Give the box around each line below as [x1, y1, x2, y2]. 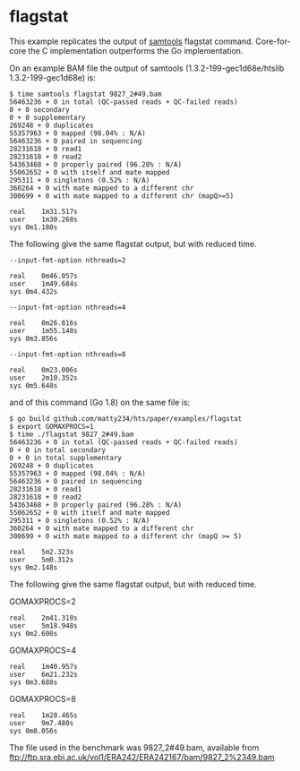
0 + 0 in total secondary [9, 445, 106, 454]
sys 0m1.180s [9, 222, 58, 232]
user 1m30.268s [9, 215, 78, 224]
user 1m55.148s [9, 326, 78, 335]
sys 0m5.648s [9, 381, 58, 390]
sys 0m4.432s [9, 287, 58, 296]
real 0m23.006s [9, 365, 78, 374]
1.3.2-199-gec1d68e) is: [9, 72, 96, 82]
